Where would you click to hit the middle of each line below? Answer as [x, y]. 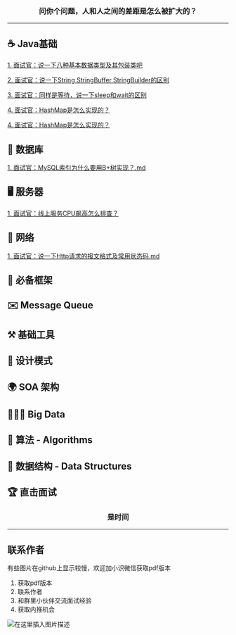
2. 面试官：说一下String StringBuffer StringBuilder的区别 [88, 80]
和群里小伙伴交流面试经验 [54, 601]
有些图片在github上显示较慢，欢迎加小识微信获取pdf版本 [89, 568]
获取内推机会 [36, 610]
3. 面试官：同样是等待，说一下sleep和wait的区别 [77, 95]
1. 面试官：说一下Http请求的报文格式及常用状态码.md [84, 256]
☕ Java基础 [32, 44]
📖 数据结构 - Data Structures [70, 466]
